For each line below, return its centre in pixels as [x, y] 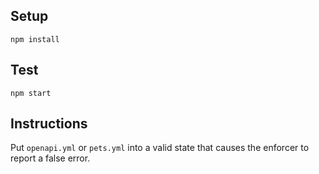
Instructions [49, 124]
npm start [31, 93]
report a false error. [50, 158]
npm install [35, 39]
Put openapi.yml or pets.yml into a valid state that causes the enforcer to [160, 148]
